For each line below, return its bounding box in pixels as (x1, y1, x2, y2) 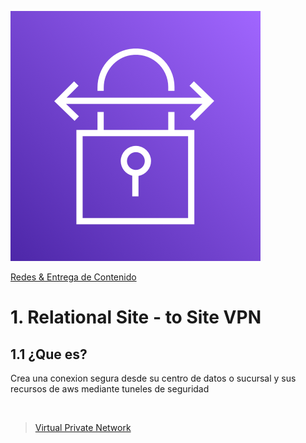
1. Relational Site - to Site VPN (10, 306, 262, 329)
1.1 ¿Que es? (10, 346, 88, 363)
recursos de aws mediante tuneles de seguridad (10, 383, 210, 395)
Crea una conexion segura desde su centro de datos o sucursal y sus (10, 372, 297, 384)
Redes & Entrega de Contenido (10, 271, 137, 283)
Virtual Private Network (34, 422, 132, 433)
